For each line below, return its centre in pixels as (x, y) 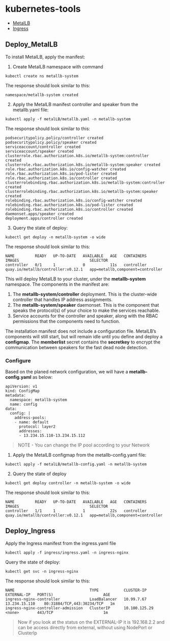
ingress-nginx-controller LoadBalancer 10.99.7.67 (76, 599)
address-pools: (31, 418)
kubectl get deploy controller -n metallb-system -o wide (68, 483)
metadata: (16, 396)
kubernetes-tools (43, 9)
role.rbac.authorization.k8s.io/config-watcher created (66, 169)
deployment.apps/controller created (44, 218)
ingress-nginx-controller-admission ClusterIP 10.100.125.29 (79, 608)
